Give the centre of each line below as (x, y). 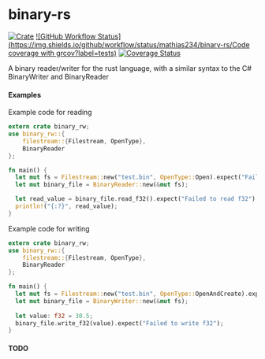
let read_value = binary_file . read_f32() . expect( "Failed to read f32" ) (136, 199)
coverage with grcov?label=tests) (62, 53)
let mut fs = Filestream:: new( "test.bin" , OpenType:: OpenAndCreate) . (132, 294)
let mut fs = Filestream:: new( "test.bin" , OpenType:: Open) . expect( (129, 178)
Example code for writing (49, 228)
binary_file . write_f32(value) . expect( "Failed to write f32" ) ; (119, 323)
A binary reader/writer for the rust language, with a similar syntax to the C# (130, 68)
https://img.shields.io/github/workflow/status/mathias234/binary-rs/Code (130, 44)
